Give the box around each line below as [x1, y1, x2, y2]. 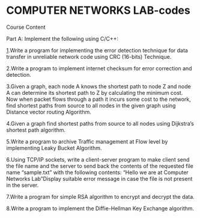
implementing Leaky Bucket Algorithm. [6, 144, 102, 151]
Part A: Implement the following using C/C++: [6, 35, 119, 42]
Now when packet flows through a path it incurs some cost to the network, [6, 95, 191, 103]
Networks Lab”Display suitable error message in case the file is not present [6, 175, 193, 182]
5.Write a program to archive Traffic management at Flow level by [6, 138, 168, 145]
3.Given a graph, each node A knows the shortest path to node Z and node [6, 82, 191, 90]
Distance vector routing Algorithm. [6, 108, 92, 115]
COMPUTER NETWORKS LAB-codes [6, 4, 190, 17]
